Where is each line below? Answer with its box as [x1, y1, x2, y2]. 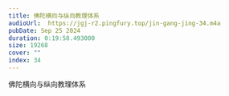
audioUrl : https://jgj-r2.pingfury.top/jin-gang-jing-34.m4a [8, 19, 221, 27]
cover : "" [8, 49, 42, 57]
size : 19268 [8, 42, 48, 50]
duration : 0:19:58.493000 [8, 34, 95, 42]
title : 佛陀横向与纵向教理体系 [8, 11, 100, 20]
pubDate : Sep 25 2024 [8, 26, 81, 34]
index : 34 [8, 57, 42, 65]
